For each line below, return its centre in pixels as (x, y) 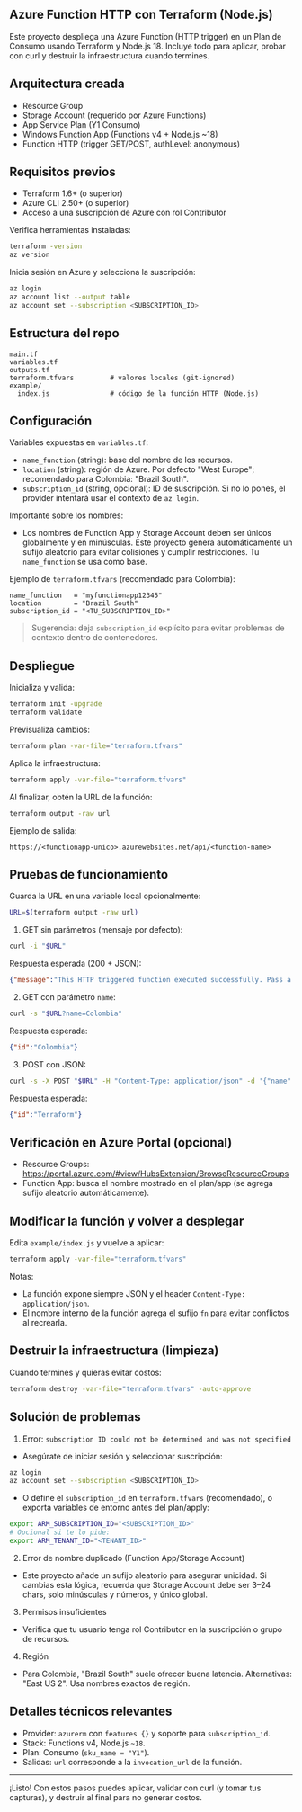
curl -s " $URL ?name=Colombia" (66, 1014)
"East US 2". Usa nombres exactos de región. (106, 1683)
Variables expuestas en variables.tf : (79, 442)
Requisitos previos (62, 172)
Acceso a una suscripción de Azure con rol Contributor (124, 213)
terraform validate (46, 713)
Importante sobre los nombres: (67, 515)
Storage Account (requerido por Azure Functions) (114, 115)
